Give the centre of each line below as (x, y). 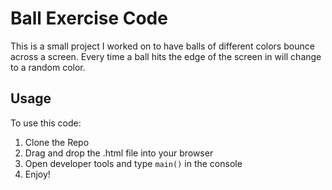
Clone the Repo (57, 142)
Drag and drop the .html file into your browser (119, 153)
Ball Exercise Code (89, 18)
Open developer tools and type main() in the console (133, 163)
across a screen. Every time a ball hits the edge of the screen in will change (166, 56)
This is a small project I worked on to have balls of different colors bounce (162, 46)
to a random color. (48, 67)
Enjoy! (37, 174)
